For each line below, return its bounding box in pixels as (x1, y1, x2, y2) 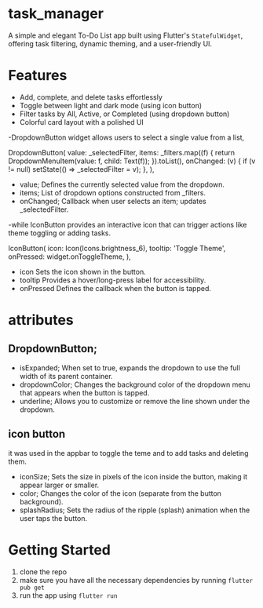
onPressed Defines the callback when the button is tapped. (19, 283, 212, 293)
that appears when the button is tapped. (19, 388, 150, 397)
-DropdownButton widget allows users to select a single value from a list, (8, 133, 245, 142)
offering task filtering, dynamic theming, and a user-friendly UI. (8, 38, 213, 48)
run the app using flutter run (19, 590, 118, 600)
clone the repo (19, 566, 68, 577)
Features (8, 67, 68, 85)
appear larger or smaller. (19, 480, 100, 490)
